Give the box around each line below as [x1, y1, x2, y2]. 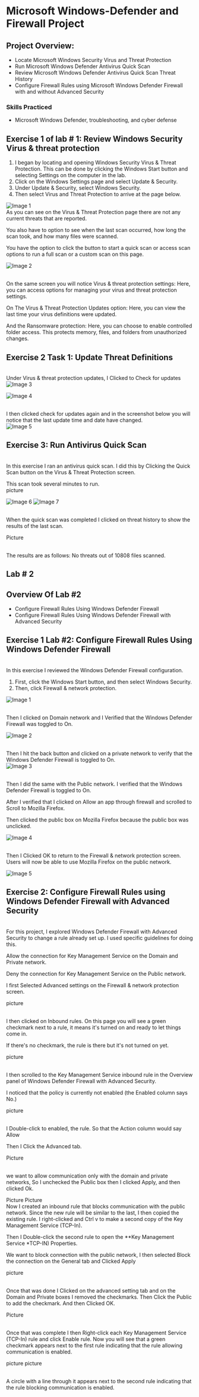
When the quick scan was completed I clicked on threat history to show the [6, 516, 191, 523]
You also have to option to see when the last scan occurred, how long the [6, 227, 186, 234]
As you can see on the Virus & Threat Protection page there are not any [6, 209, 181, 216]
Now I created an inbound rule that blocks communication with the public [6, 1203, 185, 1210]
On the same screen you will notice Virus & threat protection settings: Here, [6, 280, 191, 288]
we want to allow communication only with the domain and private [6, 1172, 168, 1179]
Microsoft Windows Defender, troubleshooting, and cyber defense [14, 116, 177, 123]
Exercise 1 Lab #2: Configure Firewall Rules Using [6, 635, 192, 645]
